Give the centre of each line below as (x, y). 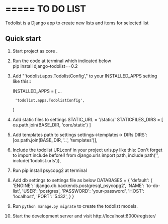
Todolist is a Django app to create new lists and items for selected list (77, 23)
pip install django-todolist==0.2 (45, 66)
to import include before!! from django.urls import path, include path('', (86, 155)
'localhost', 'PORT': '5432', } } (43, 196)
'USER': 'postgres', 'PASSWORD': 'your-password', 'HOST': (83, 191)
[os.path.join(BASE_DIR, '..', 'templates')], (55, 140)
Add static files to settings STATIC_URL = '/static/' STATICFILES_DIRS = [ (88, 119)
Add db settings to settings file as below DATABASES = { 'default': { (82, 180)
